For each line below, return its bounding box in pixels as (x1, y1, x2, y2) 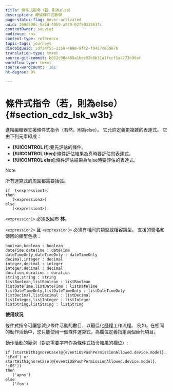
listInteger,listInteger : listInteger (5, 297, 91, 302)
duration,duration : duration (5, 270, 70, 275)
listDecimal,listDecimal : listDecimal (5, 292, 91, 298)
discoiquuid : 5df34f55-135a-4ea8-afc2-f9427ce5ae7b (5, 46, 118, 51)
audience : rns (5, 31, 36, 36)
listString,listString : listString (5, 302, 84, 307)
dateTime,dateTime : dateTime (5, 248, 70, 253)
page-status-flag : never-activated (5, 17, 82, 22)
